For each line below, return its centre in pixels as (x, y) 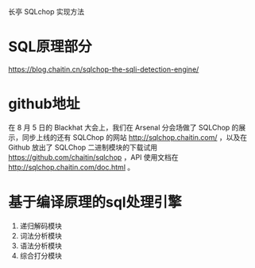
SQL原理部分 (50, 47)
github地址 (44, 104)
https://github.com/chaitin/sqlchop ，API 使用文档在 (93, 157)
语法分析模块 (41, 246)
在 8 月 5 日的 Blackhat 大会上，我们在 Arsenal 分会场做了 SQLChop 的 (124, 127)
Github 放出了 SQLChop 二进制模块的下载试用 (83, 147)
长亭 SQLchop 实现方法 (46, 12)
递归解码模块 (41, 226)
